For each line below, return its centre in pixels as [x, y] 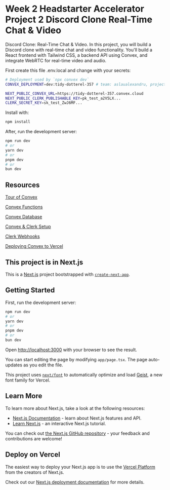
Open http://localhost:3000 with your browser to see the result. [71, 350]
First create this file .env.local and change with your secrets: [68, 70]
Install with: [17, 112]
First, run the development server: [41, 303]
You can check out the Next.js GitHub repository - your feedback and [78, 433]
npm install [18, 122]
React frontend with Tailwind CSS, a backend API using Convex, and [76, 55]
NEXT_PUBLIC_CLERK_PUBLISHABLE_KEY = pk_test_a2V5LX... [63, 98]
